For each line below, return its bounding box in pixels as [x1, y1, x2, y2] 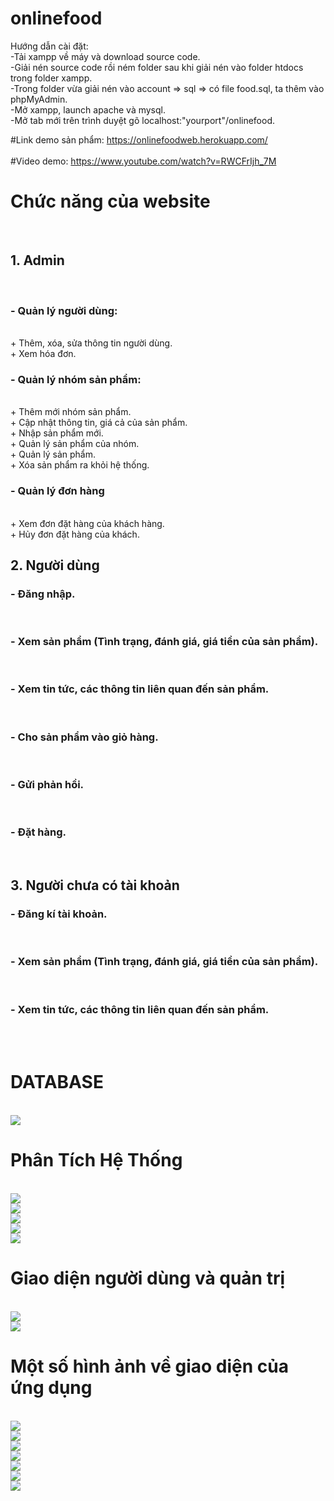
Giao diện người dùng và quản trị [10, 1267, 286, 1290]
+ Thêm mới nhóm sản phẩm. [10, 406, 132, 418]
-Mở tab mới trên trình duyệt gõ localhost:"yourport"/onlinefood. [10, 114, 276, 126]
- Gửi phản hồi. [10, 778, 85, 792]
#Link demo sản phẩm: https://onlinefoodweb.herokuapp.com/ [10, 133, 268, 146]
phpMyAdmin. [10, 93, 68, 105]
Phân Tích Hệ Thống [10, 1149, 183, 1172]
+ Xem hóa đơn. [10, 347, 77, 359]
